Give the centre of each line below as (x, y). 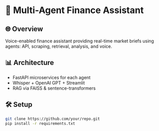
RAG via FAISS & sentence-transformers (54, 88)
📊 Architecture (30, 63)
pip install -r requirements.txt (40, 123)
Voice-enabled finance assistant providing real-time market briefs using (80, 41)
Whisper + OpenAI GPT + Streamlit (49, 83)
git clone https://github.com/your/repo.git (53, 119)
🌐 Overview (24, 29)
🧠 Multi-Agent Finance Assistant (74, 10)
